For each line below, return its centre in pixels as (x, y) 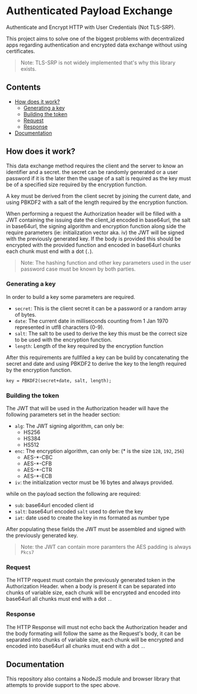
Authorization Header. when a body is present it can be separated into (91, 586)
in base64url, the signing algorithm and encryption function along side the (96, 226)
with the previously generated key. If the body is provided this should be (94, 239)
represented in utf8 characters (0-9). (59, 327)
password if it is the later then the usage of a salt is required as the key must (98, 178)
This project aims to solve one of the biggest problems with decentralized (95, 38)
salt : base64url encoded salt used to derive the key (79, 512)
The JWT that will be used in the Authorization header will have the (87, 409)
